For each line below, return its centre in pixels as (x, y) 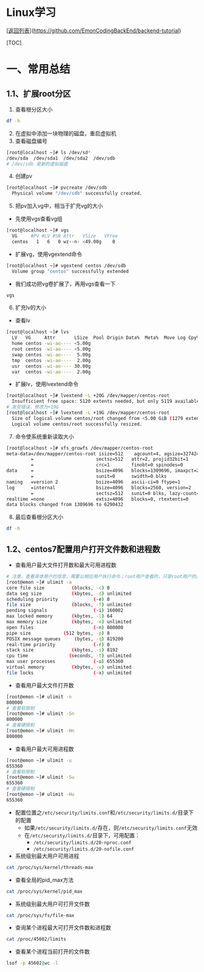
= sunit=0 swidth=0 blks (99, 477)
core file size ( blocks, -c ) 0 (58, 588)
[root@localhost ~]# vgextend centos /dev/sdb (66, 266)
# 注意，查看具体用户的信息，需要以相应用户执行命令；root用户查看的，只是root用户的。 (104, 576)
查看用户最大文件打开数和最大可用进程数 (66, 565)
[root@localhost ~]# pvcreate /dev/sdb (57, 188)
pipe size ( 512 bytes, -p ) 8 (58, 633)
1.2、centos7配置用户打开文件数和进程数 (83, 549)
